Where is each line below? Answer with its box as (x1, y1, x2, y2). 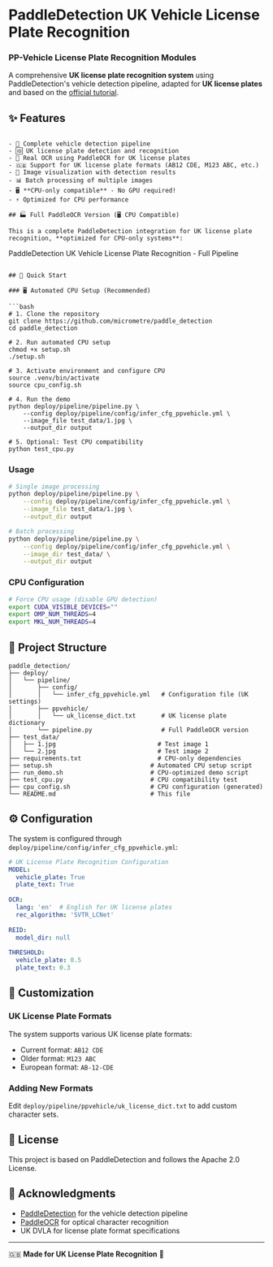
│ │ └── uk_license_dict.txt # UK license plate (8, 711, 227, 720)
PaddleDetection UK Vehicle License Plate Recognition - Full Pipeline (8, 249, 239, 258)
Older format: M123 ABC (19, 1053, 97, 1063)
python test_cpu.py (8, 445, 75, 453)
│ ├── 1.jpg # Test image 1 (8, 740, 209, 748)
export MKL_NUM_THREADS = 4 (8, 618, 96, 627)
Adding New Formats (8, 1083, 93, 1094)
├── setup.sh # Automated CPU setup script (8, 762, 253, 770)
